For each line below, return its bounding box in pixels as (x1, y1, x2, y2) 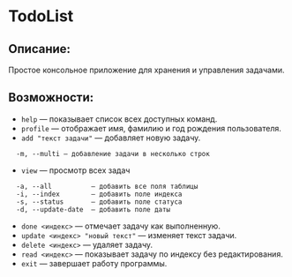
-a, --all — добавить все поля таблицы (16, 182, 198, 191)
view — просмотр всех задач (20, 165, 131, 176)
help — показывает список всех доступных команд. (20, 113, 218, 124)
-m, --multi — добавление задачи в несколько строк (16, 149, 211, 158)
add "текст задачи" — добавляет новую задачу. (20, 132, 201, 143)
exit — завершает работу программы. (20, 258, 168, 268)
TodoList (8, 6, 74, 26)
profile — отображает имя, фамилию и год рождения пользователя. (20, 123, 281, 133)
